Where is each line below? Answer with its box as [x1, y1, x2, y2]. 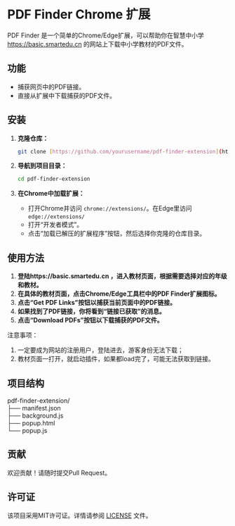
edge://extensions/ [27, 213, 86, 220]
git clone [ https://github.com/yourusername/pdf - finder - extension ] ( [17, 148, 222, 155]
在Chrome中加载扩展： [17, 189, 85, 198]
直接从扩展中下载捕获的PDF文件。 [17, 91, 116, 99]
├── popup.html [7, 418, 55, 427]
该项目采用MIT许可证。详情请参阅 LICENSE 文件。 [7, 511, 152, 520]
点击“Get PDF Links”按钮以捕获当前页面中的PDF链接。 [17, 299, 177, 307]
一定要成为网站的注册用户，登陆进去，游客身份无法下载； [17, 346, 184, 354]
